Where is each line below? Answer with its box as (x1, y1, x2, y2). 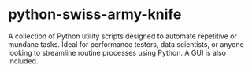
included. (8, 56, 39, 66)
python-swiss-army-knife (8, 5, 182, 23)
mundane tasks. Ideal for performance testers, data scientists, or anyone (8, 39, 244, 49)
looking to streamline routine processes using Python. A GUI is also (8, 48, 227, 57)
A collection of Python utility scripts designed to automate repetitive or (8, 31, 238, 41)
